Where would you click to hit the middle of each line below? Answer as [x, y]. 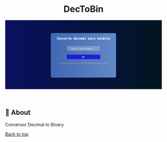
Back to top [17, 134]
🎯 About [18, 113]
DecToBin [83, 9]
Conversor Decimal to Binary [35, 124]
